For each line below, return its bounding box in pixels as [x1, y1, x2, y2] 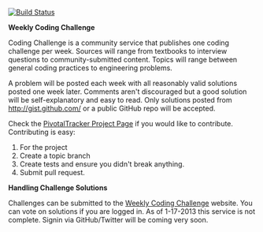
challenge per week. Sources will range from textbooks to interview [8, 47, 228, 55]
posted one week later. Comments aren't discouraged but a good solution [8, 87, 247, 96]
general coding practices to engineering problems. [8, 63, 173, 73]
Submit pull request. [19, 168, 85, 177]
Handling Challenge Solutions [8, 183, 108, 193]
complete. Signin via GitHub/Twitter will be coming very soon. [8, 215, 209, 224]
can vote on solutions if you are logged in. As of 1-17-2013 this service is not [8, 207, 256, 216]
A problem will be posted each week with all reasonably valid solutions [8, 79, 238, 88]
